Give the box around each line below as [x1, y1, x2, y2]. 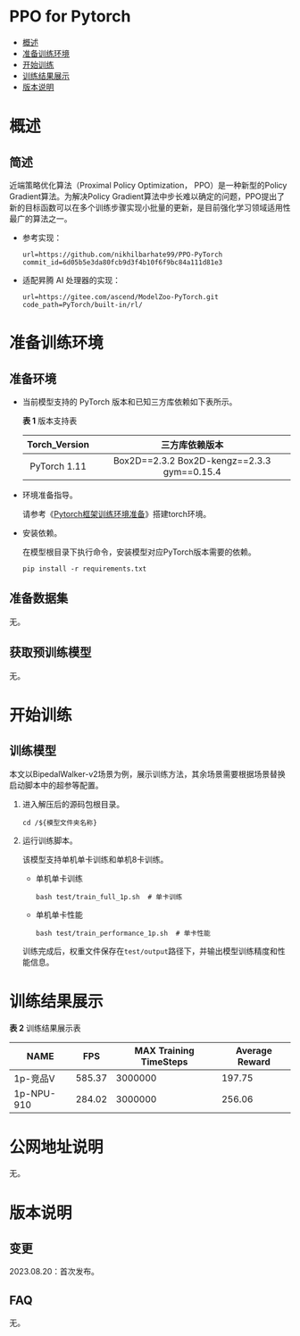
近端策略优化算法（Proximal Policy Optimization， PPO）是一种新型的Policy [9, 180, 287, 190]
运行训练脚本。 [21, 835, 78, 846]
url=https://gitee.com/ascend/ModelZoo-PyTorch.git [21, 292, 219, 301]
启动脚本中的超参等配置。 [9, 780, 104, 790]
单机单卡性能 [35, 909, 83, 920]
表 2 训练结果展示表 [9, 1023, 82, 1033]
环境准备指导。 [21, 489, 78, 500]
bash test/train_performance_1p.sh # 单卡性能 [35, 929, 212, 938]
